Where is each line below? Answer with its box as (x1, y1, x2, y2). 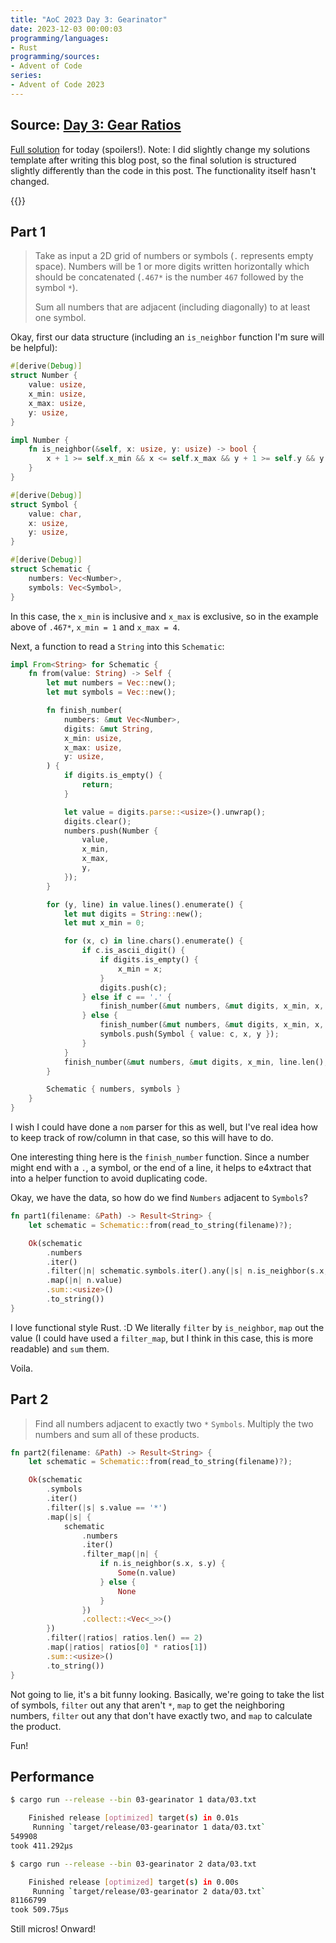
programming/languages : (10, 33, 110, 43)
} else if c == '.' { (81, 992, 172, 1002)
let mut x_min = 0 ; (63, 918, 145, 928)
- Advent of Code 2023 (10, 80, 105, 90)
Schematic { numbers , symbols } (46, 1084, 182, 1095)
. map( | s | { (46, 1512, 92, 1522)
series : (10, 71, 43, 81)
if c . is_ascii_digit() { (81, 946, 186, 956)
